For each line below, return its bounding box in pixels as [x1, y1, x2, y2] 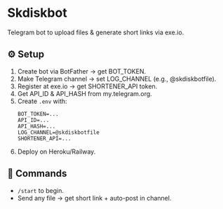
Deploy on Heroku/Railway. [17, 147, 96, 156]
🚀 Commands [7, 168, 67, 180]
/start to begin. [17, 186, 65, 194]
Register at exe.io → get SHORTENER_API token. [17, 82, 158, 90]
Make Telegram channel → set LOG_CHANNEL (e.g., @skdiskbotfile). [17, 74, 217, 83]
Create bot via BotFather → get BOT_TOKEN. [17, 67, 147, 75]
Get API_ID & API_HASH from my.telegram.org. [17, 89, 152, 97]
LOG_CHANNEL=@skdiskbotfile [17, 128, 100, 136]
